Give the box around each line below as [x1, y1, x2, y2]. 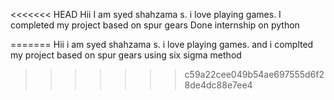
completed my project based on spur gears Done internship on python [10, 19, 300, 31]
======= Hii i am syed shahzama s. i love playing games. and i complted [10, 39, 314, 50]
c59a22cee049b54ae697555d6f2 [184, 69, 325, 80]
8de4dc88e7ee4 [184, 79, 253, 91]
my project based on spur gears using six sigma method [10, 49, 242, 61]
